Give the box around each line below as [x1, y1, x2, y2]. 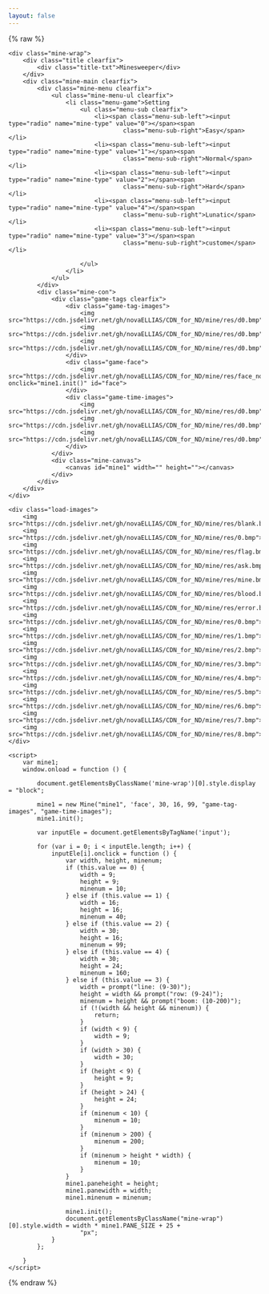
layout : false [8, 11, 56, 20]
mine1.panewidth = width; [65, 1187, 152, 1195]
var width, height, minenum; [65, 856, 163, 865]
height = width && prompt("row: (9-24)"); [79, 990, 224, 998]
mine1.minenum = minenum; [65, 1193, 152, 1202]
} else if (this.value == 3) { [65, 976, 171, 984]
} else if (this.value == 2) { [65, 919, 171, 927]
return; [94, 1011, 120, 1019]
